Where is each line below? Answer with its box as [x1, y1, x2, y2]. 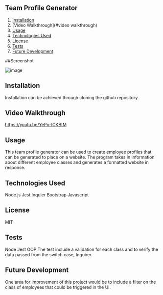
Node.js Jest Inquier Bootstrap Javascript [5, 192, 89, 198]
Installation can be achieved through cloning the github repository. [5, 94, 139, 100]
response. [5, 164, 25, 171]
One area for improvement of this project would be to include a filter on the [5, 279, 156, 285]
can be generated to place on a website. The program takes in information [5, 154, 155, 160]
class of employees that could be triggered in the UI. [5, 284, 111, 290]
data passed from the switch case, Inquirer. [5, 251, 93, 257]
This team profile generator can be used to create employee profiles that [5, 149, 152, 155]
